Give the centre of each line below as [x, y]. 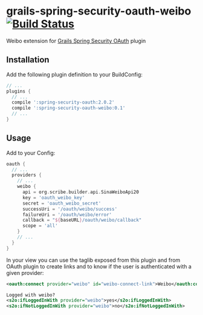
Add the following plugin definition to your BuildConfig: [75, 75]
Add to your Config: [31, 153]
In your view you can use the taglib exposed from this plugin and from [93, 260]
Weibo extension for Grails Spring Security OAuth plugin [76, 41]
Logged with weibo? [31, 295]
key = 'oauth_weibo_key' [53, 197]
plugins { [19, 91]
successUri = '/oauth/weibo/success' [70, 209]
